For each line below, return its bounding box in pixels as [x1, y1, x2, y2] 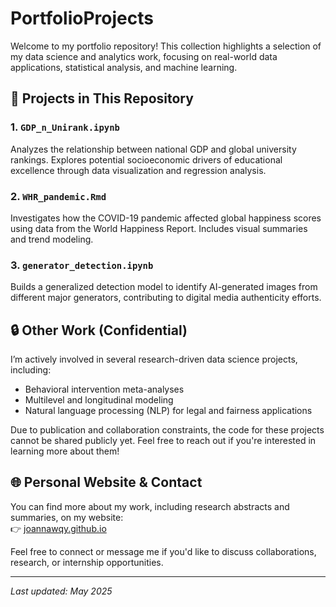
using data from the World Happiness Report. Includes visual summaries [10, 222, 308, 234]
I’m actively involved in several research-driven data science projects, [10, 353, 298, 366]
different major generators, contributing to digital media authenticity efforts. [10, 292, 322, 304]
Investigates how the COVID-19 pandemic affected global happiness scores [10, 212, 322, 224]
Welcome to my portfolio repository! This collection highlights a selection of [10, 40, 322, 52]
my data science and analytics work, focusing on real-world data [10, 50, 278, 62]
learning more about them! [10, 445, 120, 457]
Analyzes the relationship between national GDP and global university [10, 143, 297, 155]
